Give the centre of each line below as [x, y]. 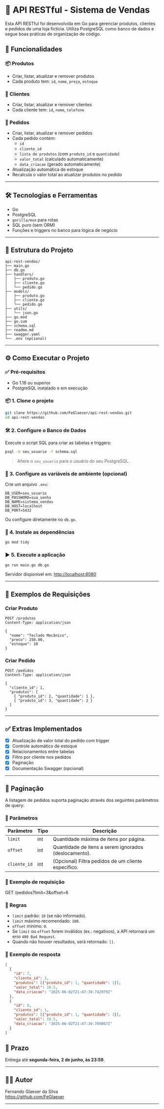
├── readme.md [20, 330]
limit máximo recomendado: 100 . [46, 921]
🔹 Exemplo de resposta [33, 954]
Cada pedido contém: [34, 138]
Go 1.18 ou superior [31, 383]
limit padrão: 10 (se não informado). [49, 916]
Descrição [105, 831]
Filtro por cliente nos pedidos [41, 757]
